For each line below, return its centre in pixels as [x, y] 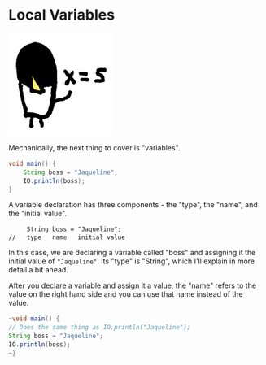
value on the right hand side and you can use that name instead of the [126, 294]
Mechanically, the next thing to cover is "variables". [94, 147]
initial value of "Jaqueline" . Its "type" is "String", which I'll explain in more [132, 261]
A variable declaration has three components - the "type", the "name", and [133, 205]
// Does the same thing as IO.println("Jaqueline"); [100, 328]
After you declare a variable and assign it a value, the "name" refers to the [133, 285]
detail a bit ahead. [39, 270]
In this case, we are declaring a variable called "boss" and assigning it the [132, 253]
